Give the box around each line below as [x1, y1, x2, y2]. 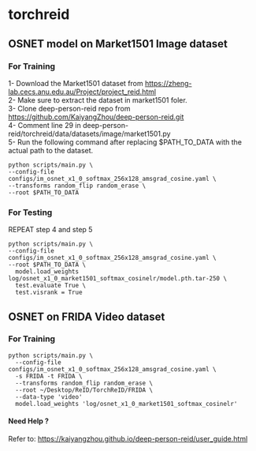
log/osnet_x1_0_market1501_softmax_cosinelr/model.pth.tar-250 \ [8, 275, 227, 283]
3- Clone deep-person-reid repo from [8, 103, 131, 113]
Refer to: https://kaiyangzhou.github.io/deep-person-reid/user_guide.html [8, 434, 248, 444]
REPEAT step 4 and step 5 [8, 225, 93, 235]
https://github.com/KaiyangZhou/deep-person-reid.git [8, 112, 184, 122]
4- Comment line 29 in [8, 120, 81, 130]
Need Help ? [8, 416, 50, 426]
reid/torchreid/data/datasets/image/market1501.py [8, 129, 171, 138]
